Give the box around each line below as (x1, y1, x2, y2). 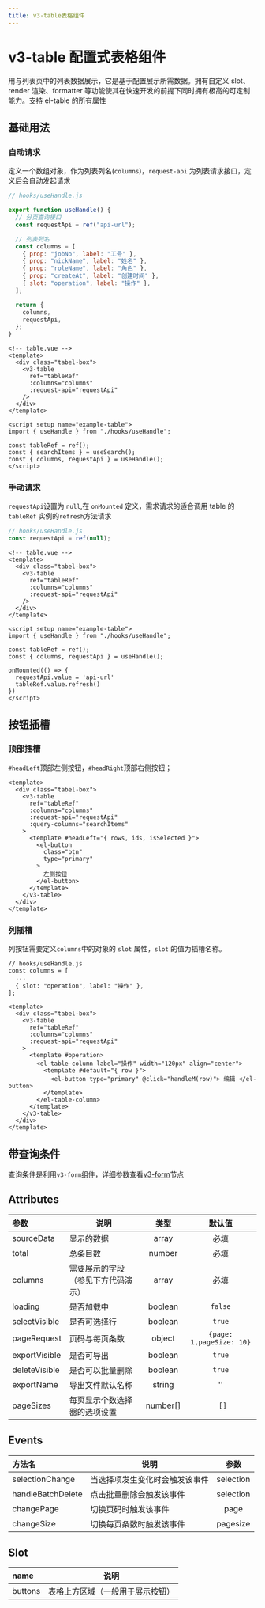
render (8, 85, 30, 95)
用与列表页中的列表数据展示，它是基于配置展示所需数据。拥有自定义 (8, 76, 230, 85)
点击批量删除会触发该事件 (90, 1489, 185, 1500)
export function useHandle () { (8, 207, 111, 214)
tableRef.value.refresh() (15, 681, 101, 688)
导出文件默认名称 (69, 1379, 132, 1390)
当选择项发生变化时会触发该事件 (90, 1473, 209, 1485)
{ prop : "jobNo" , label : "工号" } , (22, 250, 137, 258)
